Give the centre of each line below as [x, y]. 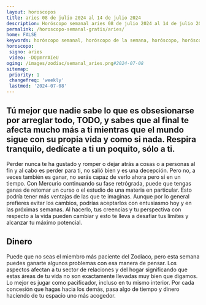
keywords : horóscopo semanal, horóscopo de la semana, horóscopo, [93, 40]
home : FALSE [21, 35]
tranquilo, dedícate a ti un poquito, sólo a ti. [91, 149]
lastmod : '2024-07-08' [38, 86]
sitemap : [17, 69]
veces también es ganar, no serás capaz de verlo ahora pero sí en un [93, 177]
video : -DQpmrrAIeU [34, 58]
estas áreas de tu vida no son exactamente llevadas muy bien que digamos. [102, 276]
